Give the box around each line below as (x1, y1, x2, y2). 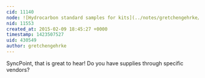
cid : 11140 (6, 9, 34, 15)
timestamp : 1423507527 (6, 32, 64, 38)
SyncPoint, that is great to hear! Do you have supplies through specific (6, 59, 184, 67)
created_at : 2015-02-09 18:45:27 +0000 (6, 26, 108, 32)
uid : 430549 (6, 37, 37, 43)
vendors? (6, 66, 30, 73)
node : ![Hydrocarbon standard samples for (6, 15, 116, 21)
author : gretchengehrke (6, 43, 67, 49)
